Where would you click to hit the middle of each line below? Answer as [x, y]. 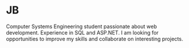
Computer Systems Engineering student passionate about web [81, 26]
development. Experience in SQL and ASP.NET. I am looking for [83, 32]
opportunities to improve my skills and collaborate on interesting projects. [94, 39]
